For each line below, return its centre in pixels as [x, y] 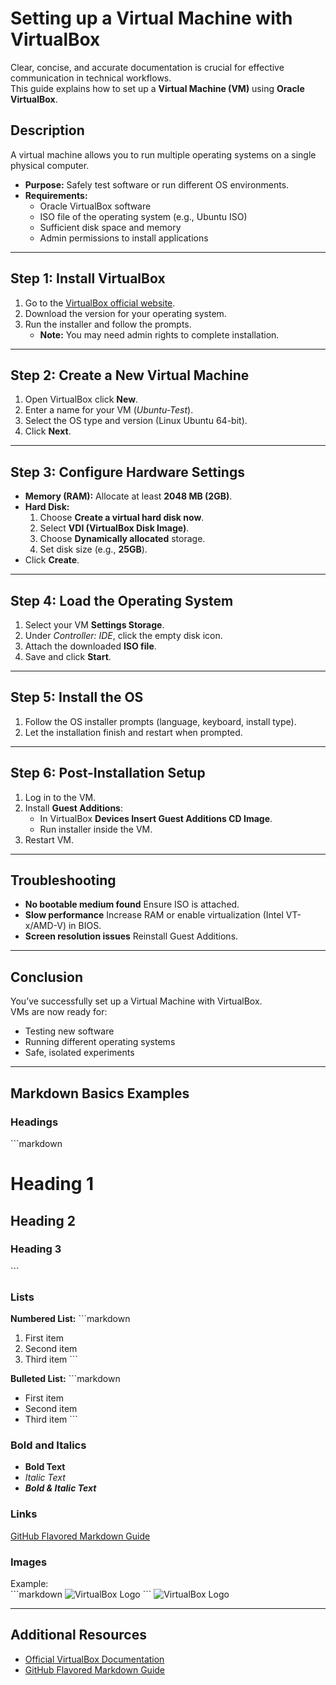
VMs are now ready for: [59, 1012]
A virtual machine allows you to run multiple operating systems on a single [163, 154]
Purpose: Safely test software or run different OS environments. [157, 184]
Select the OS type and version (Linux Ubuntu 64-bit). [136, 421]
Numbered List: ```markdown [70, 1319]
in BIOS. [85, 926]
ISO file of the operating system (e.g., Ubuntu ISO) [143, 216]
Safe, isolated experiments [79, 1053]
